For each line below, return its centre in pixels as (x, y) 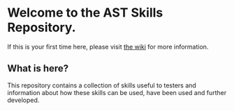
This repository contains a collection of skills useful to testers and (102, 85)
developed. (23, 100)
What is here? (38, 68)
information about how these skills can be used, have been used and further (117, 92)
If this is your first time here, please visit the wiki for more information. (108, 46)
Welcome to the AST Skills (85, 13)
